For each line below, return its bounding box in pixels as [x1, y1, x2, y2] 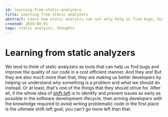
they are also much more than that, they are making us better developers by [5, 74, 161, 80]
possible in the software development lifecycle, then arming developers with [5, 96, 162, 102]
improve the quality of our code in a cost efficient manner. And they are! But [5, 69, 161, 75]
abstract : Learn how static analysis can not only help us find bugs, [5, 16, 155, 21]
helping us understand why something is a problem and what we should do [5, 80, 160, 86]
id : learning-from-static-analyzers [5, 7, 81, 12]
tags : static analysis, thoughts [5, 26, 75, 31]
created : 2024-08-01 [5, 21, 48, 26]
